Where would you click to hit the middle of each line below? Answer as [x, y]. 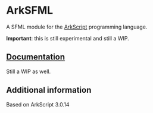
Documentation [36, 57]
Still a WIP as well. [29, 71]
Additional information [49, 90]
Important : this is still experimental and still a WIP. [68, 38]
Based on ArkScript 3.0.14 [38, 104]
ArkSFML [30, 10]
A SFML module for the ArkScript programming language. [77, 27]
